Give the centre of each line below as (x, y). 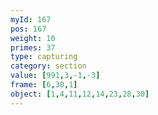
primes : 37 (33, 47)
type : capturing (44, 57)
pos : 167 (28, 29)
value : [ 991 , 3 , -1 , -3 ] (55, 76)
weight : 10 (33, 38)
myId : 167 (31, 19)
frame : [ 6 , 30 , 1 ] (44, 85)
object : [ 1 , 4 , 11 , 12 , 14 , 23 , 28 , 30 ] (80, 94)
